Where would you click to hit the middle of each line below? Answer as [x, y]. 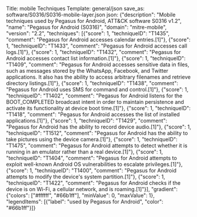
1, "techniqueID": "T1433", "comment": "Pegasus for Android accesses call [97, 46]
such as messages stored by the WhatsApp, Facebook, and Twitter [87, 71]
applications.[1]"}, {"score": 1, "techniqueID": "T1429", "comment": [87, 121]
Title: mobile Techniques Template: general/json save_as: [76, 9]
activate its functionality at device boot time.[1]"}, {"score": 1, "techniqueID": [98, 108]
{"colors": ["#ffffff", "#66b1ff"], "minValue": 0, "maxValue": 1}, [80, 195]
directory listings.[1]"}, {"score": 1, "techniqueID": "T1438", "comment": [92, 83]
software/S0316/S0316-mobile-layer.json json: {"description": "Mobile [91, 15]
